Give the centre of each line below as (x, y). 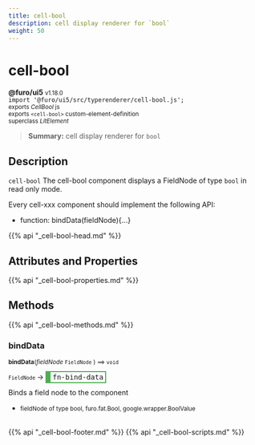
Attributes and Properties (73, 261)
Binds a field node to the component (69, 393)
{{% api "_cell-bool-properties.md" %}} (73, 280)
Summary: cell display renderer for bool (94, 136)
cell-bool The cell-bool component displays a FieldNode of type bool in (127, 180)
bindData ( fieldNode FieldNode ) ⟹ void (63, 362)
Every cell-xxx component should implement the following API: (112, 204)
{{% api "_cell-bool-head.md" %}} (65, 236)
